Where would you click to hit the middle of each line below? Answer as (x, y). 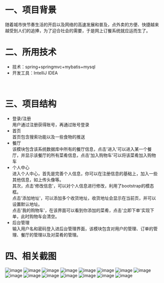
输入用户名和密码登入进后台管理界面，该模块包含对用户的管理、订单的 (83, 229)
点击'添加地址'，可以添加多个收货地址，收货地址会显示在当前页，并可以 (84, 198)
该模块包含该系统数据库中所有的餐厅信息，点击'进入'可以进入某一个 (80, 149)
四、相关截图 (31, 256)
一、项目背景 (31, 10)
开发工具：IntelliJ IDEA (35, 73)
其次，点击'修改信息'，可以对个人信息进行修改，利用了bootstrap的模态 (83, 186)
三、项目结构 (31, 104)
